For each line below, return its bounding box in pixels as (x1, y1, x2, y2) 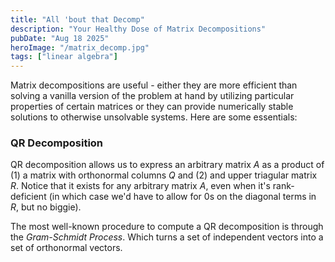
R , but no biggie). (10, 201, 82, 213)
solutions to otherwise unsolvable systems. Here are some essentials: (10, 111, 298, 123)
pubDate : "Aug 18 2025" (10, 33, 110, 43)
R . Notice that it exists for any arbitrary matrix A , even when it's (10, 180, 271, 192)
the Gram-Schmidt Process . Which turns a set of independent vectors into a (10, 231, 324, 243)
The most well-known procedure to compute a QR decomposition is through (10, 221, 324, 233)
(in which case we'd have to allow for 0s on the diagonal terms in (48, 191, 317, 203)
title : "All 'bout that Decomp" (10, 14, 145, 25)
